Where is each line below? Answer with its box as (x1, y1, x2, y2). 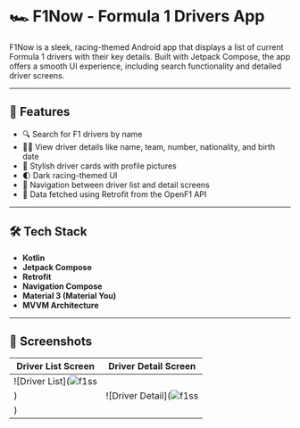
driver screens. (9, 70, 65, 80)
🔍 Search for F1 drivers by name (21, 128, 143, 139)
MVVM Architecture (21, 300, 99, 310)
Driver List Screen (16, 360, 96, 373)
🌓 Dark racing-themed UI (21, 169, 118, 180)
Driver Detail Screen (108, 360, 196, 373)
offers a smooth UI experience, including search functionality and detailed (9, 61, 282, 71)
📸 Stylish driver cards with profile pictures (21, 160, 177, 171)
